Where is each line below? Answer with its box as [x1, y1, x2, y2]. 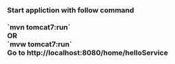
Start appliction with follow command [7, 5, 135, 15]
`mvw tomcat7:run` [7, 39, 72, 49]
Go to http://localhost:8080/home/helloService [7, 48, 169, 57]
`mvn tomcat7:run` [7, 22, 70, 32]
